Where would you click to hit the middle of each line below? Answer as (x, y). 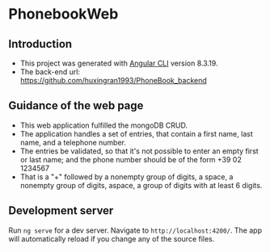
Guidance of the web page (76, 106)
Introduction (40, 44)
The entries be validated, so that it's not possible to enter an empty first (139, 151)
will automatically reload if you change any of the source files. (112, 238)
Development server (61, 211)
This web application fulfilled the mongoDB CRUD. (104, 125)
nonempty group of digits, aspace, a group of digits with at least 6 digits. (141, 185)
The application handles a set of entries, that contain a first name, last (136, 133)
